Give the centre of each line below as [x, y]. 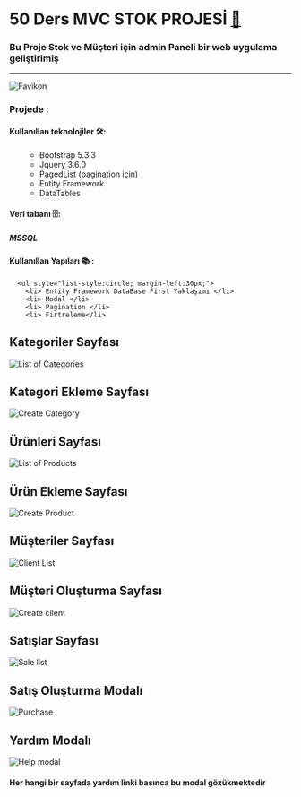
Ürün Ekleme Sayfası [69, 492]
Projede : [29, 109]
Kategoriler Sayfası [64, 342]
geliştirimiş [34, 58]
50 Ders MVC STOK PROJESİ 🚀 [125, 19]
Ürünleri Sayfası [55, 442]
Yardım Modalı [50, 740]
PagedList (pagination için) [89, 174]
